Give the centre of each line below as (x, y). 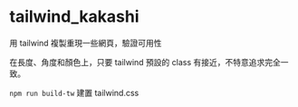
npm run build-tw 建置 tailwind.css (74, 92)
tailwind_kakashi (74, 17)
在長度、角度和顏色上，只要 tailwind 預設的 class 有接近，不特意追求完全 (145, 62)
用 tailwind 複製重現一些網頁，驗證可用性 (86, 43)
